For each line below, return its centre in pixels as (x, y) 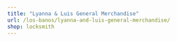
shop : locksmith (31, 26)
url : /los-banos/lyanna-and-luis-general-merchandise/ (89, 20)
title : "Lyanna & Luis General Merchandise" (73, 14)
